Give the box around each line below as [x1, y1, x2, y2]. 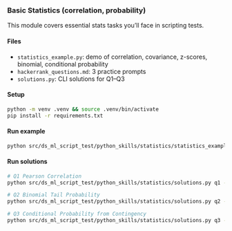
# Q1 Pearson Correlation [7, 172, 81, 180]
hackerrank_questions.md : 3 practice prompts [17, 67, 146, 75]
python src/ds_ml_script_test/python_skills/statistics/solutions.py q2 [7, 198, 221, 205]
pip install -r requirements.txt [7, 112, 104, 119]
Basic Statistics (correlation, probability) [7, 6, 146, 15]
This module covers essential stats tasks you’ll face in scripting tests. [7, 21, 204, 30]
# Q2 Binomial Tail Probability [7, 192, 100, 198]
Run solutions [7, 158, 48, 166]
